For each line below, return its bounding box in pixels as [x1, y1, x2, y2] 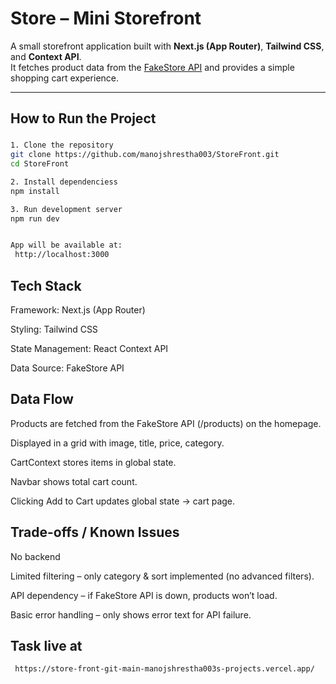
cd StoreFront [10, 159, 70, 169]
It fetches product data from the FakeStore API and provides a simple [10, 61, 295, 73]
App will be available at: [10, 240, 123, 251]
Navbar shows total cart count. [10, 475, 138, 487]
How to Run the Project [10, 110, 157, 127]
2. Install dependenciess [10, 177, 118, 187]
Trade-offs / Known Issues [10, 524, 180, 541]
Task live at [10, 637, 83, 654]
